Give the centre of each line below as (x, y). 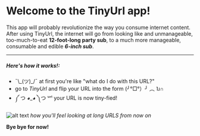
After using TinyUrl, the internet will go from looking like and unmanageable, (100, 33)
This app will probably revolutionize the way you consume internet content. (98, 27)
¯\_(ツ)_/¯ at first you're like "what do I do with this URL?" (85, 81)
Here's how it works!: (33, 65)
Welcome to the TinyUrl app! (78, 11)
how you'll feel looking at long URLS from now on (91, 115)
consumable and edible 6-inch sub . (50, 46)
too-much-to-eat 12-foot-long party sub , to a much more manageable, (94, 40)
